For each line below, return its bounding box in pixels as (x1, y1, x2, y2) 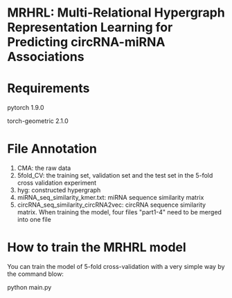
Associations (7, 49, 84, 65)
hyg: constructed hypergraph (17, 186, 101, 194)
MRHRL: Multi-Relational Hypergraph (7, 5, 225, 21)
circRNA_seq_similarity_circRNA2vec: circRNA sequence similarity (17, 201, 206, 209)
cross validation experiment (17, 178, 97, 187)
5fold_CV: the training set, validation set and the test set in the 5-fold (17, 171, 213, 180)
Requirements (7, 81, 90, 96)
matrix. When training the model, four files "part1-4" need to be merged (17, 208, 222, 216)
